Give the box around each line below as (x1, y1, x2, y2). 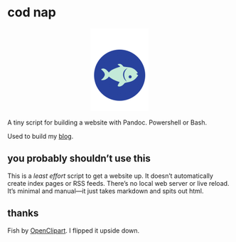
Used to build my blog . (7, 132, 74, 140)
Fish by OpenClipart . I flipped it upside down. (7, 226, 140, 235)
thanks (7, 207, 39, 219)
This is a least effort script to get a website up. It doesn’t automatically (7, 172, 213, 180)
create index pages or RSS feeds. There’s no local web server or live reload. (7, 179, 230, 187)
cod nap (7, 4, 57, 21)
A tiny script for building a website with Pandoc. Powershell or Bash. (7, 118, 208, 127)
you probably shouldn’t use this (7, 152, 151, 164)
